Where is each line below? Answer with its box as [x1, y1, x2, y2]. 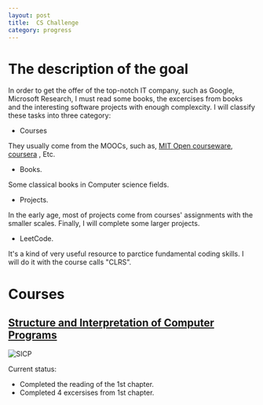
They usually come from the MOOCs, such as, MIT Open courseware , [8, 141, 233, 151]
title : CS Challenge [8, 19, 79, 27]
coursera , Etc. [8, 150, 56, 159]
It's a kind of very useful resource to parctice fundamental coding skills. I [8, 249, 244, 259]
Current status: [8, 364, 57, 374]
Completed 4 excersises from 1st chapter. [19, 388, 155, 397]
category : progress [8, 26, 72, 34]
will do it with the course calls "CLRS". [8, 257, 132, 267]
